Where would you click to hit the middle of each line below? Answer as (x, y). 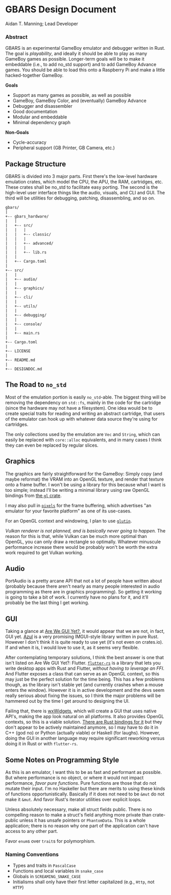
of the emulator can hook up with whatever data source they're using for (82, 419)
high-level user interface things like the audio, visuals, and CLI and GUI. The (85, 193)
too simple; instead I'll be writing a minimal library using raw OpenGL (77, 490)
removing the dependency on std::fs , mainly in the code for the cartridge (83, 402)
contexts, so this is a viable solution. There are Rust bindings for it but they (84, 722)
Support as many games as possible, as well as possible (72, 95)
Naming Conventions (32, 854)
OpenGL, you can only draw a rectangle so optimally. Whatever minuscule (83, 542)
